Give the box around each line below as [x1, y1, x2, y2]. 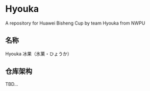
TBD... [5, 81, 18, 87]
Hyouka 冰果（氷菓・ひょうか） [5, 51, 72, 57]
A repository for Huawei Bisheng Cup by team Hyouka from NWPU [5, 20, 145, 26]
